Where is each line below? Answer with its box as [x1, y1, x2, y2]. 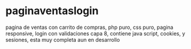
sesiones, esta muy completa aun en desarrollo [5, 36, 120, 43]
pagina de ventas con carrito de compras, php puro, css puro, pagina [5, 24, 174, 31]
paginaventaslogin [5, 4, 99, 18]
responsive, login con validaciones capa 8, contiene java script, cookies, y [5, 30, 186, 37]
